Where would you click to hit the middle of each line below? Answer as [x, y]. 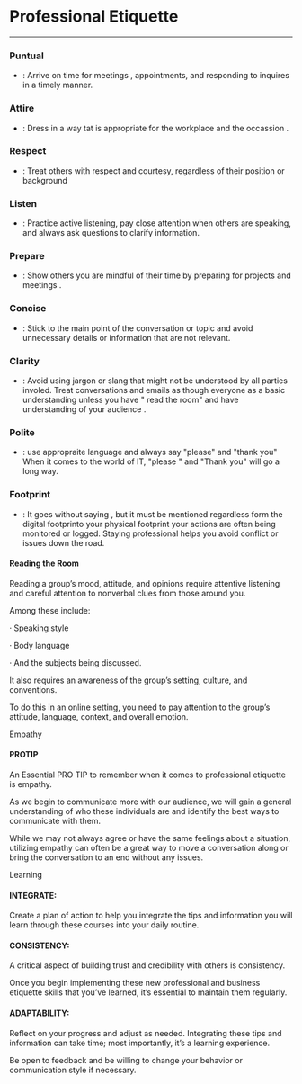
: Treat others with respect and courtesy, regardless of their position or [153, 170]
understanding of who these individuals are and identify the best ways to [144, 811]
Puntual [27, 56]
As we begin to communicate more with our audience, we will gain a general [151, 802]
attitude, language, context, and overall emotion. [99, 716]
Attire [22, 108]
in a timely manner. [58, 85]
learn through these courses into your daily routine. [104, 925]
